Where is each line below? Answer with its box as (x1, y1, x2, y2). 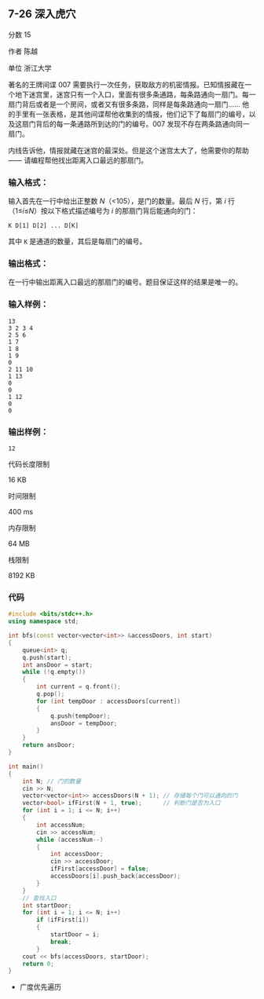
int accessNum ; (36, 821, 86, 829)
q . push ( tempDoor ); (49, 712, 111, 720)
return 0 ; (22, 960, 55, 968)
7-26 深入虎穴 (8, 7, 76, 21)
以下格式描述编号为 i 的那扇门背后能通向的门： (47, 207, 198, 216)
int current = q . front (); (36, 682, 122, 691)
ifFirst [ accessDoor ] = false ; (49, 865, 149, 873)
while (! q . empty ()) (22, 668, 86, 676)
